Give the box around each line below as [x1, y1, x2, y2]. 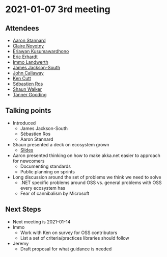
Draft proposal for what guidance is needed [20, 246, 112, 252]
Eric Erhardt [12, 54, 38, 60]
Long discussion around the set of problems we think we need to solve [12, 174, 161, 180]
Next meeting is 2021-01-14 [12, 218, 71, 225]
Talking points [5, 106, 51, 115]
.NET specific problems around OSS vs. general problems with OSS [20, 179, 162, 186]
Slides [20, 147, 34, 153]
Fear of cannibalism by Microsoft [20, 190, 90, 196]
